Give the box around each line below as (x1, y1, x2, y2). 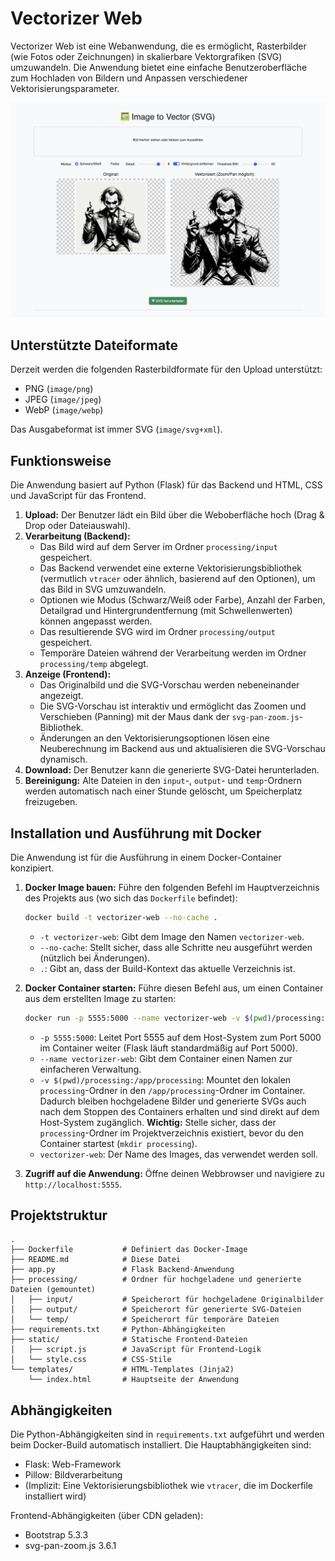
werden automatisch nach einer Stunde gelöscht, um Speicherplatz (24, 785, 303, 797)
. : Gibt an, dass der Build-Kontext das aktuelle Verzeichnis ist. (39, 962, 296, 974)
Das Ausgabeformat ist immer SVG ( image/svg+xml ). (10, 423, 223, 436)
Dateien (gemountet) (10, 1285, 97, 1295)
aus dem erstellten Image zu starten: (24, 992, 177, 1004)
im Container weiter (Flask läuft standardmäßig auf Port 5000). (39, 1042, 298, 1054)
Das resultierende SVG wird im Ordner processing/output (39, 626, 276, 638)
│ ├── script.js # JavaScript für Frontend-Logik (10, 1345, 262, 1355)
